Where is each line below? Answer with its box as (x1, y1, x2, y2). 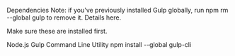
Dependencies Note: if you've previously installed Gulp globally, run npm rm (6, 6, 229, 14)
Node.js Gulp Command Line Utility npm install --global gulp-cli (6, 41, 192, 48)
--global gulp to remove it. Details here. (6, 13, 122, 22)
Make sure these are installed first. (6, 27, 108, 35)
